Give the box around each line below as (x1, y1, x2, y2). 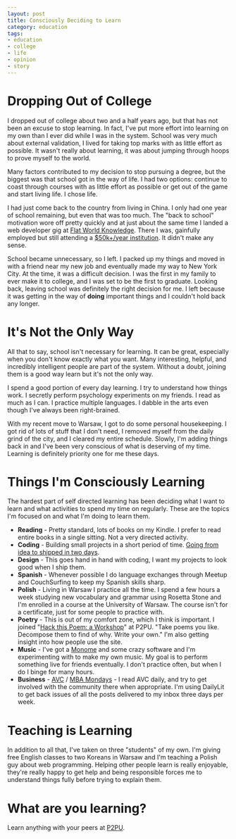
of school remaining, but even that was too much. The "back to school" (7, 210, 214, 219)
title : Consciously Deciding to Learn (7, 17, 121, 24)
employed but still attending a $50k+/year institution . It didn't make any (7, 233, 214, 241)
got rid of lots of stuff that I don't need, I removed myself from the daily (7, 427, 213, 435)
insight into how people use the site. (17, 638, 123, 646)
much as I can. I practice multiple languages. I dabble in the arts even (7, 398, 209, 407)
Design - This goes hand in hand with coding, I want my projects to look (17, 555, 228, 564)
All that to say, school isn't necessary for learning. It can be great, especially (7, 347, 229, 355)
